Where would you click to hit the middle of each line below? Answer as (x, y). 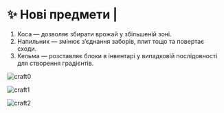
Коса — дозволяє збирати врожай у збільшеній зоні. (94, 34)
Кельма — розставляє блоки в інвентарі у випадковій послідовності (117, 55)
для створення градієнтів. (55, 63)
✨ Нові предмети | (63, 15)
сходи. (27, 49)
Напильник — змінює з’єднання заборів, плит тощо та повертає (111, 41)
